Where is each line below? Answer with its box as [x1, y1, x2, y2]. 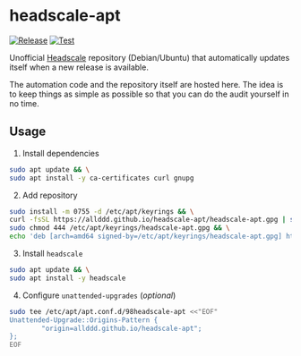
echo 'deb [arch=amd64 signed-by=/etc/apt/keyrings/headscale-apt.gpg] [9, 232, 282, 242]
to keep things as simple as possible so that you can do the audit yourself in [9, 89, 289, 99]
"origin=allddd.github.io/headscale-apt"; [41, 324, 202, 333]
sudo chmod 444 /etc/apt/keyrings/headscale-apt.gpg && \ [9, 224, 230, 233]
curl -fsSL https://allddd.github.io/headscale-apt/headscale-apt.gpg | [9, 216, 287, 225]
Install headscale [21, 248, 83, 259]
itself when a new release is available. [9, 62, 150, 72]
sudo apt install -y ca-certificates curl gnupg [9, 174, 194, 182]
